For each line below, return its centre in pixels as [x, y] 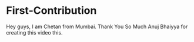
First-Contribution [51, 11]
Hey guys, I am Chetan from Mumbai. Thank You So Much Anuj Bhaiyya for [97, 26]
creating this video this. [34, 32]
